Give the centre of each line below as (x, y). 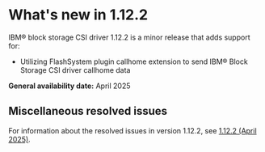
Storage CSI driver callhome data (75, 70)
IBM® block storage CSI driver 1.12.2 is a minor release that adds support (129, 37)
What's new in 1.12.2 (78, 15)
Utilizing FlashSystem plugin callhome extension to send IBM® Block (134, 61)
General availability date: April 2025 (69, 86)
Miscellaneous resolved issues (88, 111)
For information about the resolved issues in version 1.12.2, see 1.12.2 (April (132, 130)
